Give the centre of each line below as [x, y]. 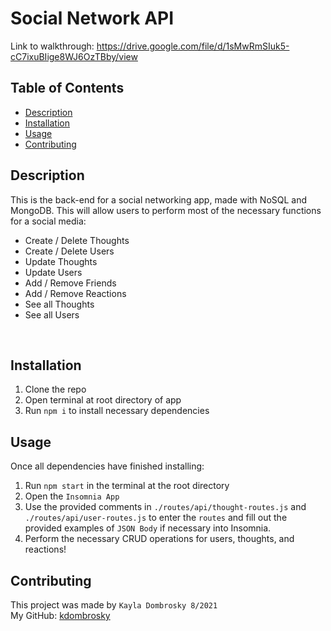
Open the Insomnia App [72, 496]
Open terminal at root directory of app [103, 400]
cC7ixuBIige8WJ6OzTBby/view [74, 56]
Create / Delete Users [69, 251]
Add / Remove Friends [70, 283]
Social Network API [92, 18]
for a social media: [48, 221]
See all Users [52, 314]
